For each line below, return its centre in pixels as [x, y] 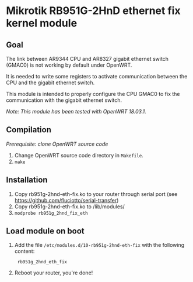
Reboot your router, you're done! [54, 273]
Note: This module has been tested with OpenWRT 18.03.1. [76, 111]
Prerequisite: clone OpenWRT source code [57, 144]
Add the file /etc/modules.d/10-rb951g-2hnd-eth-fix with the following [99, 245]
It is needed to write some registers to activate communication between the [97, 76]
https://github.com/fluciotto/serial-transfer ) [66, 200]
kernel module [42, 23]
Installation [27, 180]
